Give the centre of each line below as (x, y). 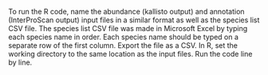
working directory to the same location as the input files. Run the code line (130, 54)
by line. (20, 62)
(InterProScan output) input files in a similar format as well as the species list (134, 20)
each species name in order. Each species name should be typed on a (124, 37)
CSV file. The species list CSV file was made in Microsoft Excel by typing (128, 28)
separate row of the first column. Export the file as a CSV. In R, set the (123, 45)
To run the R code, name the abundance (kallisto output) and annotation (126, 12)
